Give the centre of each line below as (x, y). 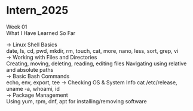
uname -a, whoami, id (33, 88)
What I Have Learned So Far (41, 33)
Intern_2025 (37, 10)
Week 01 (17, 27)
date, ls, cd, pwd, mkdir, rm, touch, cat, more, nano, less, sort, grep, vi (92, 50)
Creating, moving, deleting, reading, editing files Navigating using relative (96, 64)
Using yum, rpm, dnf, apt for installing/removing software (77, 101)
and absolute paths (30, 69)
